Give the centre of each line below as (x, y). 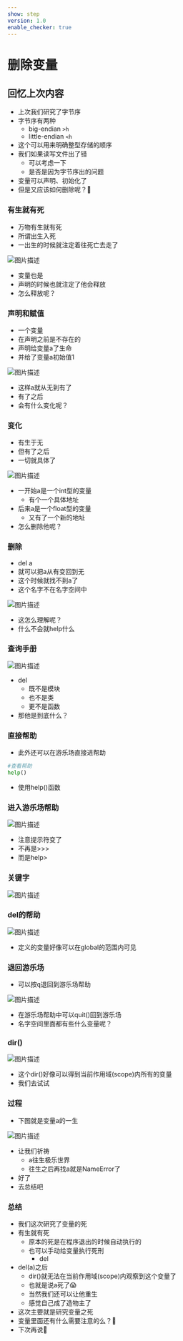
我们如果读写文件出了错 (52, 154)
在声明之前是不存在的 (49, 339)
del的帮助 (24, 915)
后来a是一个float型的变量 (54, 509)
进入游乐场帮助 (33, 807)
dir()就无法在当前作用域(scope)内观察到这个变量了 (102, 1276)
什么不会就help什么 (46, 628)
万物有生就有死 (40, 227)
